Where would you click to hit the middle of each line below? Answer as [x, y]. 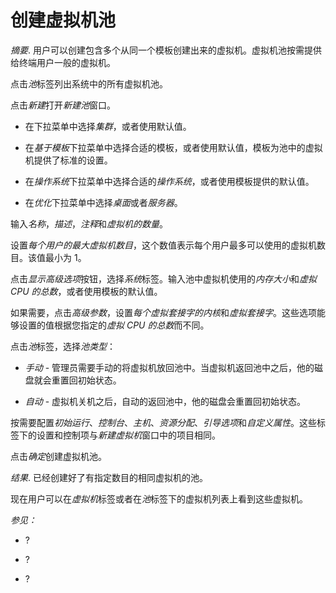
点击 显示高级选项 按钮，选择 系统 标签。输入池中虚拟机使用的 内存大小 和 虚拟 [163, 278]
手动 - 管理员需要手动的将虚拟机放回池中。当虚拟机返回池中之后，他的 [169, 367]
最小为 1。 [65, 257]
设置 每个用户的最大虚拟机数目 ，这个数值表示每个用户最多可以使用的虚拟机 [163, 245]
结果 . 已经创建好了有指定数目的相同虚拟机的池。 [109, 477]
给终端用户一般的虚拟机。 [63, 62]
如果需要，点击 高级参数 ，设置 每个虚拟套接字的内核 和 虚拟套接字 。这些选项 [163, 312]
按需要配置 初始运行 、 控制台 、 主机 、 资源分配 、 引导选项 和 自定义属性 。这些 [163, 422]
